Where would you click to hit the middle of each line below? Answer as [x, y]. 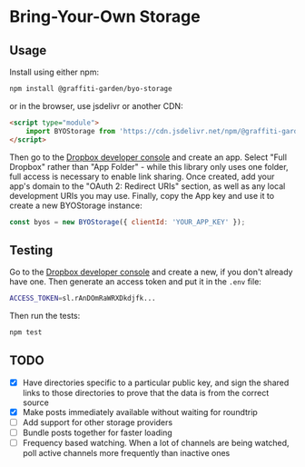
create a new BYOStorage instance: [76, 205]
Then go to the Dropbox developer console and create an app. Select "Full [148, 157]
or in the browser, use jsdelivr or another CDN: [96, 105]
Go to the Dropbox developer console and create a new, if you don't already [151, 272]
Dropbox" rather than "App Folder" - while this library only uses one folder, [149, 166]
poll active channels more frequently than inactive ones [126, 453]
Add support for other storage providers [98, 422]
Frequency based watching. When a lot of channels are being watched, [156, 443]
